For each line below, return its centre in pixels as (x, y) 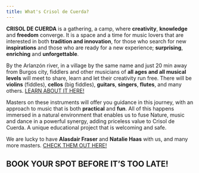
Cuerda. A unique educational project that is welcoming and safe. (86, 127)
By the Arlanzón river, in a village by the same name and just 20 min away (97, 65)
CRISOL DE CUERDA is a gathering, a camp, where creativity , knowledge (97, 29)
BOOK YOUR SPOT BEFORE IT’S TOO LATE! (87, 164)
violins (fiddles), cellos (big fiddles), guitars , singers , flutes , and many (94, 84)
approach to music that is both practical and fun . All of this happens (90, 108)
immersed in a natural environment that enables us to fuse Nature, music (95, 115)
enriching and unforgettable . (43, 54)
